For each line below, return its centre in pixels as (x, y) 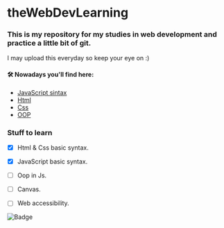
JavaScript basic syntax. (52, 161)
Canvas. (29, 189)
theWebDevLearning (68, 13)
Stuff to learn (30, 132)
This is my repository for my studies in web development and (112, 35)
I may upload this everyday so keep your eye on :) (78, 58)
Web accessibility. (43, 203)
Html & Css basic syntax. (53, 148)
